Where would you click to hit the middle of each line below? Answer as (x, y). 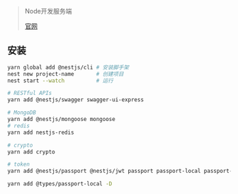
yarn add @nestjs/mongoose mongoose (61, 120)
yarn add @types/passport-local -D (60, 184)
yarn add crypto (31, 152)
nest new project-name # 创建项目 (66, 74)
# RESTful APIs (30, 93)
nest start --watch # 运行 (60, 81)
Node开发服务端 (48, 11)
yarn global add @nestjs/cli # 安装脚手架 (68, 67)
